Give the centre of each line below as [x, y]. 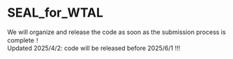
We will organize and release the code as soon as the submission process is [116, 32]
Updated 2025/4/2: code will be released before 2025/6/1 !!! [94, 48]
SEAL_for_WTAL [55, 13]
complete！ [24, 40]
